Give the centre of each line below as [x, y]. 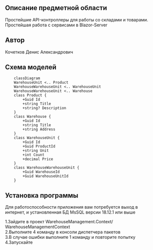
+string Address [39, 129]
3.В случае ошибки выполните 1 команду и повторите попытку [70, 237]
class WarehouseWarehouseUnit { [47, 168]
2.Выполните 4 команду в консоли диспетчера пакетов [63, 232]
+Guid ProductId [39, 146]
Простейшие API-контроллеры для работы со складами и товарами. [77, 19]
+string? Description [45, 108]
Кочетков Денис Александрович [39, 52]
